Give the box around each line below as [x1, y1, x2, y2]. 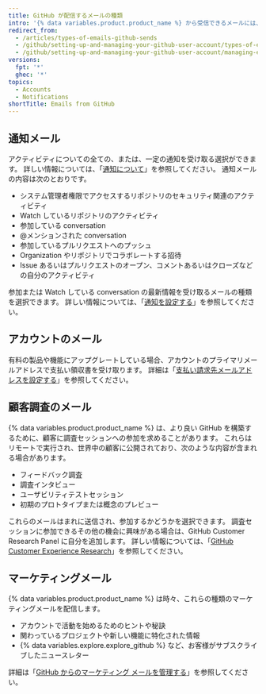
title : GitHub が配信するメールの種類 [8, 11, 123, 20]
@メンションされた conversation [19, 230, 127, 240]
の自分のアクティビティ [19, 270, 96, 280]
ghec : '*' [15, 71, 47, 79]
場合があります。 [14, 453, 70, 462]
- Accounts [15, 85, 51, 94]
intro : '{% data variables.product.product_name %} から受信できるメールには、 [8, 19, 263, 27]
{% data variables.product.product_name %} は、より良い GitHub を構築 [8, 422, 245, 433]
